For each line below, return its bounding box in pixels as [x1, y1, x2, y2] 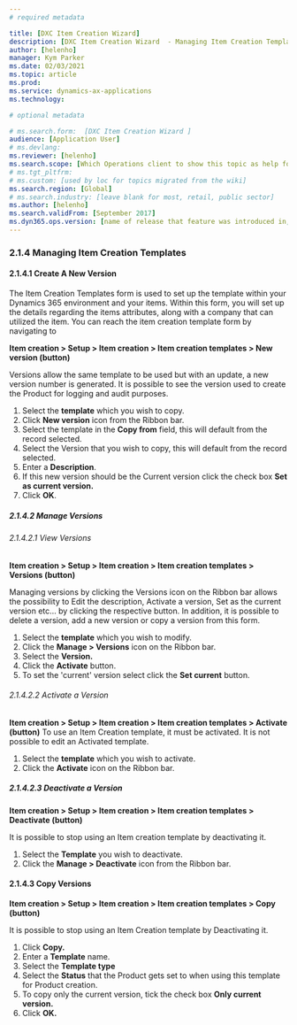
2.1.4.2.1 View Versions [9, 532, 92, 543]
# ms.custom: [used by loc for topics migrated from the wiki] [9, 176, 247, 185]
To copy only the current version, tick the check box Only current [21, 989, 262, 999]
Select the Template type [21, 960, 116, 971]
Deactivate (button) [9, 814, 83, 825]
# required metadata [9, 12, 86, 22]
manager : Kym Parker [9, 54, 86, 63]
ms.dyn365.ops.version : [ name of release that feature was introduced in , [9, 218, 291, 227]
